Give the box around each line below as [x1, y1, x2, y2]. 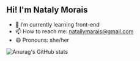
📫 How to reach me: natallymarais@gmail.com [15, 27, 134, 35]
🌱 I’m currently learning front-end [15, 21, 100, 28]
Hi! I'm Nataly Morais [6, 5, 88, 15]
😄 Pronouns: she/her [15, 36, 69, 43]
